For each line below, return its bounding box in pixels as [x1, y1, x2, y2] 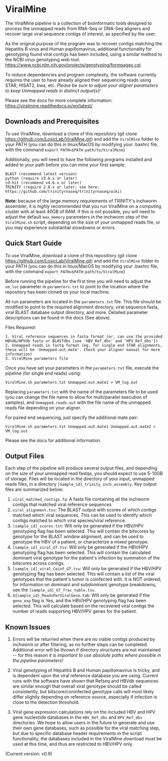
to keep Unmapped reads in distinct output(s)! [5, 87, 101, 93]
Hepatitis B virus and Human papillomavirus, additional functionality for [5, 46, 152, 52]
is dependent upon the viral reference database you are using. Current [12, 673, 158, 679]
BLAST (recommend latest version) [5, 171, 78, 176]
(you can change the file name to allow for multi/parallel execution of [5, 394, 147, 400]
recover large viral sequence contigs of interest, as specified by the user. [5, 31, 156, 37]
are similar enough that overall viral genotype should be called [12, 683, 141, 689]
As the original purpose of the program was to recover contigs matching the [5, 40, 162, 46]
